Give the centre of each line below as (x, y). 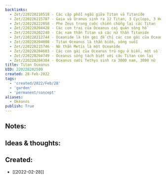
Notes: (16, 126)
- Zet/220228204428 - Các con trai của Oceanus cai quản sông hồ (78, 28)
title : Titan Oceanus (27, 65)
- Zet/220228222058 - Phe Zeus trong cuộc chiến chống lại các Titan (83, 23)
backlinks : (16, 10)
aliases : (14, 97)
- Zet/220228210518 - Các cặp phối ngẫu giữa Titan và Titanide (77, 14)
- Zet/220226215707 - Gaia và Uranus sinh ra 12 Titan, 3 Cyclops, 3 (83, 19)
